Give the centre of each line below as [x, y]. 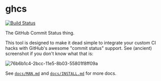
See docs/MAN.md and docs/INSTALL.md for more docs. [61, 73]
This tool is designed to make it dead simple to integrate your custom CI [81, 43]
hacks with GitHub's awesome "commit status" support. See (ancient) [79, 48]
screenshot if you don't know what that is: [49, 53]
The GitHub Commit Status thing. [40, 33]
